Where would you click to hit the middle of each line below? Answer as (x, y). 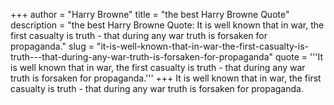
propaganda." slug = (52, 46)
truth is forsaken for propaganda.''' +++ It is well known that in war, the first (166, 78)
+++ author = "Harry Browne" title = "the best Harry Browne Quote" (150, 14)
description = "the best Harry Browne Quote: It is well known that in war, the (167, 25)
